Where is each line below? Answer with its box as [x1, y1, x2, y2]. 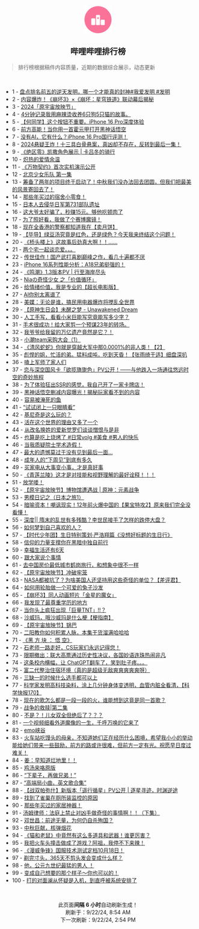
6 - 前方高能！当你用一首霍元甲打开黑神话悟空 [11, 126, 126, 133]
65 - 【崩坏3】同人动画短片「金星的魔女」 [11, 591, 117, 599]
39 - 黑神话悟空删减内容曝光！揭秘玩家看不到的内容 [11, 388, 140, 395]
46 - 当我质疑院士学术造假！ [11, 441, 82, 448]
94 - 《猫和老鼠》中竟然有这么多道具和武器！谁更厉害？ [11, 832, 151, 839]
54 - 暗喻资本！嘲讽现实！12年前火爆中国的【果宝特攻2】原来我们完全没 [11, 501, 191, 508]
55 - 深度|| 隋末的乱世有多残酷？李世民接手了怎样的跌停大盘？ [11, 516, 166, 523]
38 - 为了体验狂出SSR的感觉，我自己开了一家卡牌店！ [11, 381, 145, 388]
